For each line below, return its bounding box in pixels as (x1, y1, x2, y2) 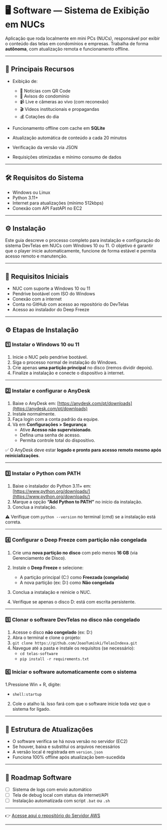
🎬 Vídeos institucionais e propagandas (19, 106, 99, 112)
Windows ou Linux (12, 189, 51, 195)
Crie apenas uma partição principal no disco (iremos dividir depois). (12, 364, 154, 370)
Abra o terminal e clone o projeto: (12, 635, 81, 641)
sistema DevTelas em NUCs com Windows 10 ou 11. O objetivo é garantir (5, 243, 154, 249)
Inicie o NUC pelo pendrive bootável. (12, 354, 88, 360)
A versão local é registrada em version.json (12, 749, 103, 755)
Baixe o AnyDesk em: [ (12, 401, 59, 407)
